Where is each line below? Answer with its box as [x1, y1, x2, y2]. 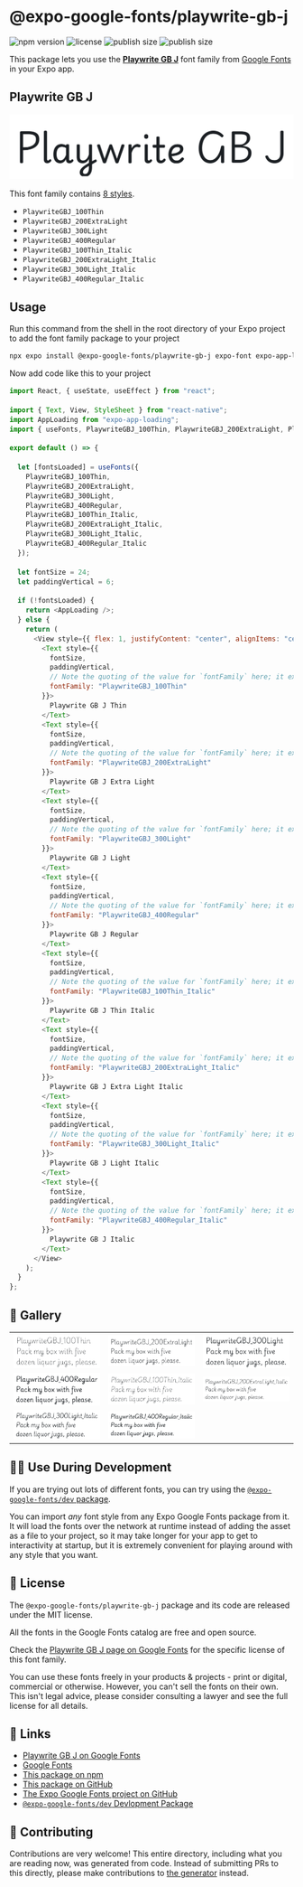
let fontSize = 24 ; [17, 568, 91, 577]
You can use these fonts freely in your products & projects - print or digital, [9, 1671, 288, 1682]
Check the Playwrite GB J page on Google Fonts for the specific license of [9, 1644, 286, 1655]
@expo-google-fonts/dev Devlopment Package [22, 1798, 194, 1809]
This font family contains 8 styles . [9, 188, 135, 200]
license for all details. [9, 1700, 88, 1711]
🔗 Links [9, 1726, 51, 1741]
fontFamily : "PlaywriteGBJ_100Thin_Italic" [49, 987, 216, 996]
